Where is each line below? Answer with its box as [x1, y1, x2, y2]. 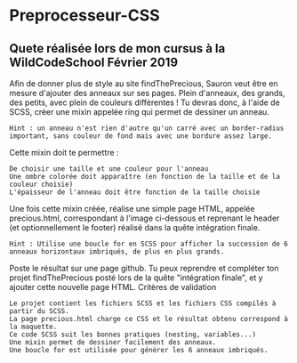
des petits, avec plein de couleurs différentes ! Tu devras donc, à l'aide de [9, 97, 280, 108]
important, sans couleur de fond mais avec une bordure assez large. [9, 132, 273, 141]
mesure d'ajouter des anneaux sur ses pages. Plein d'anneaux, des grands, [9, 88, 286, 98]
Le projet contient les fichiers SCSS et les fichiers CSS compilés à [9, 299, 277, 308]
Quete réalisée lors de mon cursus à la [9, 41, 226, 56]
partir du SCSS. [9, 307, 69, 316]
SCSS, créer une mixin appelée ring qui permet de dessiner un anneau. [9, 107, 269, 117]
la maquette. [9, 322, 58, 331]
